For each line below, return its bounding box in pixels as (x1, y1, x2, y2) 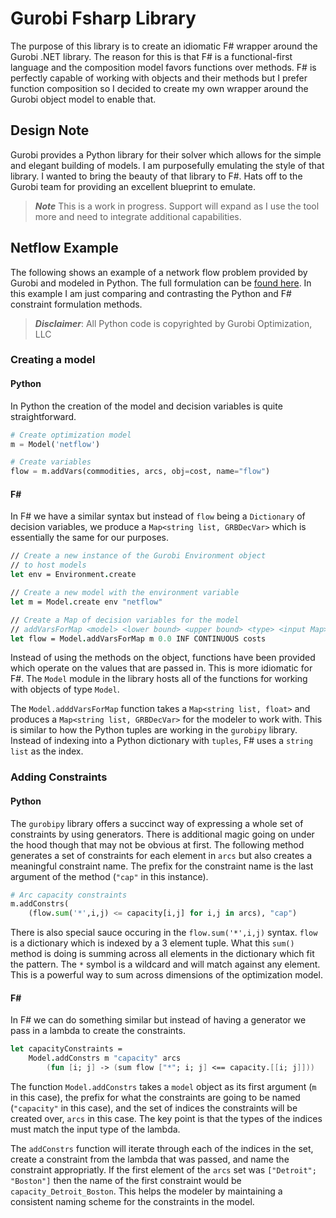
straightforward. (10, 410, 77, 422)
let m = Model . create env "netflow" (10, 597, 163, 607)
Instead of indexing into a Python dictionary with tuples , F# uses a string (10, 735, 313, 747)
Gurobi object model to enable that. (10, 93, 157, 105)
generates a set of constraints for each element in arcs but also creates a (10, 849, 313, 861)
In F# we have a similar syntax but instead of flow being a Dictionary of (10, 510, 306, 522)
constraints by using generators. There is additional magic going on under (10, 828, 315, 840)
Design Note (10, 122, 90, 139)
